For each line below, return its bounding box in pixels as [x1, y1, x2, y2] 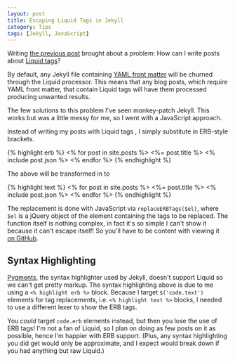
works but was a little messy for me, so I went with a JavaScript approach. [7, 114, 222, 122]
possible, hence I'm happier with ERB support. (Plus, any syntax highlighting [7, 332, 228, 340]
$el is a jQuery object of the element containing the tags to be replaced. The [7, 212, 229, 220]
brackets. [7, 135, 35, 143]
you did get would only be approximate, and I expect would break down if [7, 339, 220, 348]
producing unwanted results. [7, 93, 90, 101]
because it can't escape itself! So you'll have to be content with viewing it [7, 226, 220, 235]
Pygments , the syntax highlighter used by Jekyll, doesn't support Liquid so [7, 273, 223, 282]
